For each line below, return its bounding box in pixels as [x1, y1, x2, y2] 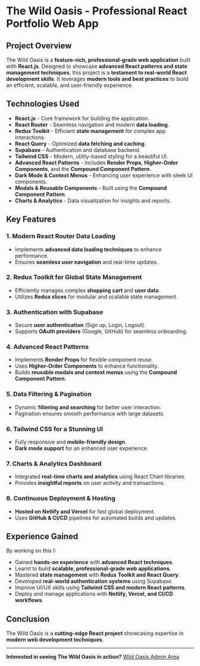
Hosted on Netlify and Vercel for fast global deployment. [14, 508, 155, 515]
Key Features [6, 214, 57, 225]
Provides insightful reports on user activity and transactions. [14, 480, 165, 487]
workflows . [14, 597, 43, 604]
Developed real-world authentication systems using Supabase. [14, 578, 173, 585]
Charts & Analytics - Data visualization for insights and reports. [14, 197, 171, 204]
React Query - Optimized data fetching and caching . [14, 140, 146, 147]
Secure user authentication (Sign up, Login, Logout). [14, 322, 146, 329]
